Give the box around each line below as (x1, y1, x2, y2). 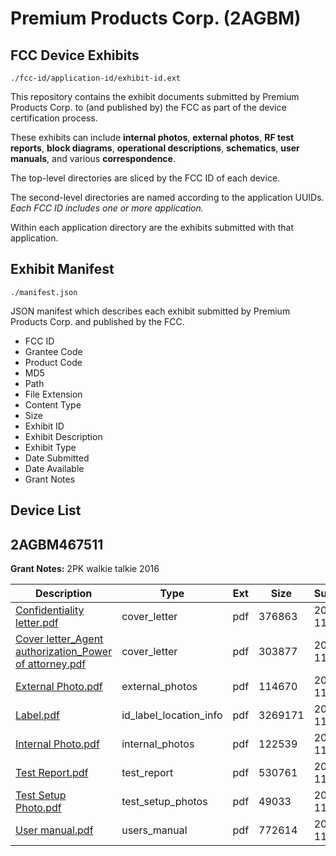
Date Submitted (24, 452, 90, 464)
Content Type (24, 398, 82, 411)
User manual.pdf (15, 823, 94, 837)
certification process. (10, 112, 98, 124)
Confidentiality (15, 603, 85, 617)
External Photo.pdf (15, 680, 103, 694)
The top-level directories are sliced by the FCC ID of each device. (10, 172, 281, 184)
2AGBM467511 (10, 536, 104, 553)
